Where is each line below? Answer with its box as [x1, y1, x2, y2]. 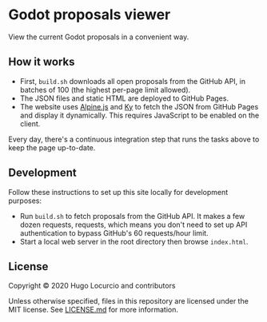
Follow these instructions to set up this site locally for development [8, 187, 229, 197]
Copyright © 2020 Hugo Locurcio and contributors [8, 281, 176, 291]
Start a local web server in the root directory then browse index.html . [19, 237, 249, 246]
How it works [8, 55, 75, 69]
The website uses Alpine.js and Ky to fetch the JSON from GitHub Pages [19, 101, 259, 111]
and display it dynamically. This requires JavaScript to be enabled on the [19, 110, 260, 120]
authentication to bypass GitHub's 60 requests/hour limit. [19, 228, 209, 237]
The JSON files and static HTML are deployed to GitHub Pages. [19, 93, 229, 103]
